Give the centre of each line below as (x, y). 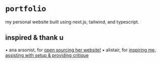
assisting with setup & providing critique (47, 55)
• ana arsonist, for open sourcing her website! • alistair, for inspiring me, (80, 50)
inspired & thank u (34, 38)
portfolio (26, 9)
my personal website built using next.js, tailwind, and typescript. (72, 22)
